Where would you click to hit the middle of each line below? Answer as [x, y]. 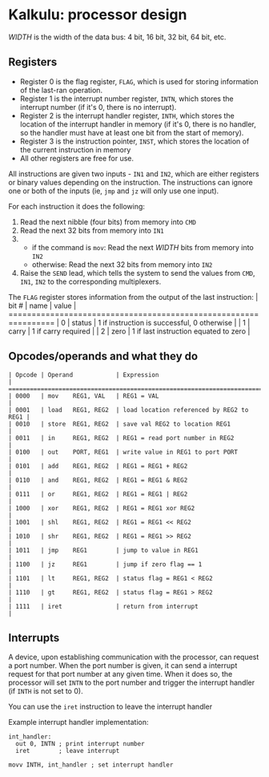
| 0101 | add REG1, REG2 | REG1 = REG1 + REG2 [98, 466]
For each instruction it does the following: [77, 206]
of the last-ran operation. [61, 90]
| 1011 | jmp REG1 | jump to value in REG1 [103, 550]
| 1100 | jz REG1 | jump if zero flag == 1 [105, 564]
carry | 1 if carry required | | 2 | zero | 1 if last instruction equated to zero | [129, 331]
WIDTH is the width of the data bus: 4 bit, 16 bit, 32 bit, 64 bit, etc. [117, 37]
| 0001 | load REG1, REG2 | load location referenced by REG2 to [128, 410]
